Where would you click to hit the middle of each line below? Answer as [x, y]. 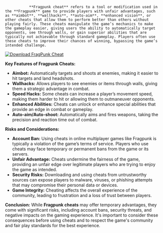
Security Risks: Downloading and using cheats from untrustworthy [79, 175]
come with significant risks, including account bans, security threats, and [78, 210]
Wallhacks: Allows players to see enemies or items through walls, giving [85, 83]
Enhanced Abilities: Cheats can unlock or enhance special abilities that [84, 104]
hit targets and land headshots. [43, 78]
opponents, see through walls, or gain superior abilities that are [76, 33]
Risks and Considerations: [32, 129]
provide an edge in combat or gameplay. [53, 109]
